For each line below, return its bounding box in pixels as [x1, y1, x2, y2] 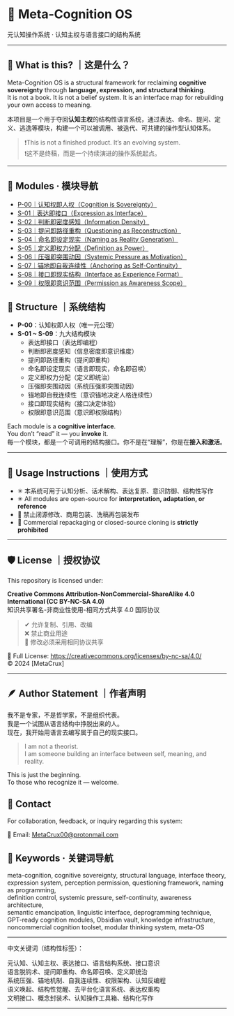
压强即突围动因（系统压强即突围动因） [27, 382, 138, 391]
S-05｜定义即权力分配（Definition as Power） [17, 244, 149, 252]
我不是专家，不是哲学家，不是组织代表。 [7, 711, 123, 719]
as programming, [7, 886, 56, 894]
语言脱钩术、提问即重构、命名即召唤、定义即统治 [7, 968, 148, 976]
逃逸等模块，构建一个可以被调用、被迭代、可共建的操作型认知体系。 [19, 124, 214, 132]
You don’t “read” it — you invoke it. [7, 430, 109, 438]
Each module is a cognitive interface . [7, 422, 116, 430]
